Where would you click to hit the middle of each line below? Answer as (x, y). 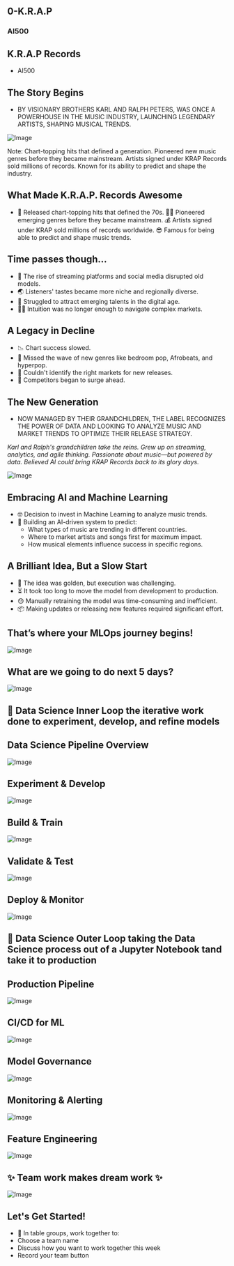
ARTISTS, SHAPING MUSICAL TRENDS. (74, 124)
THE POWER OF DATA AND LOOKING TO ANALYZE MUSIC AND (109, 426)
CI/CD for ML (36, 1023)
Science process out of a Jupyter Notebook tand (115, 950)
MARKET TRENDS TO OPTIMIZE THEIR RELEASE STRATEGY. (105, 434)
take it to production (52, 960)
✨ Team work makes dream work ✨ (85, 1177)
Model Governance (49, 1061)
